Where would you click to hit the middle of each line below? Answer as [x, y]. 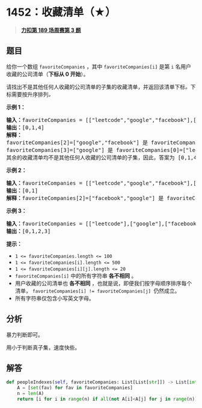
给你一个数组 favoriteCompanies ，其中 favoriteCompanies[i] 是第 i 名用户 [99, 66]
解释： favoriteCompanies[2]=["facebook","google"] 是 [85, 198]
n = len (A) [31, 394]
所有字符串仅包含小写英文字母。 [54, 298]
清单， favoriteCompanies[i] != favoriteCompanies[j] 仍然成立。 [97, 291]
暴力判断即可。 [25, 335]
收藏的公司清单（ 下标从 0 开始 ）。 [47, 74]
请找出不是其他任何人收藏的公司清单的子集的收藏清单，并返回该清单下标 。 [98, 87]
